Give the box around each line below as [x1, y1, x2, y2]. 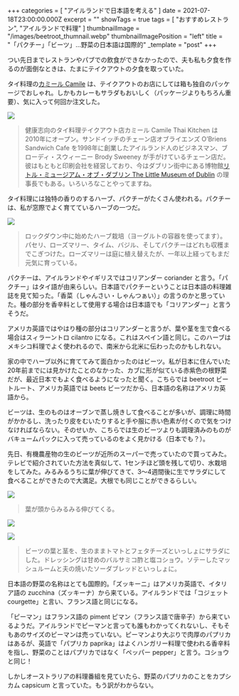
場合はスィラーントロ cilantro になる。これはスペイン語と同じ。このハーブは [7, 333, 231, 342]
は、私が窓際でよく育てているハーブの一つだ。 [7, 204, 144, 211]
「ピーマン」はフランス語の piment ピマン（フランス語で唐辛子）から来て [7, 613, 224, 621]
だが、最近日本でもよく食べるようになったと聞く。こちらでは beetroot [7, 375, 215, 383]
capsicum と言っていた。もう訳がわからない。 [21, 681, 158, 689]
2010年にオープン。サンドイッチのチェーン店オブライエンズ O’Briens [24, 135, 227, 143]
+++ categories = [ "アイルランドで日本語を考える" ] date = [7, 6, 181, 14]
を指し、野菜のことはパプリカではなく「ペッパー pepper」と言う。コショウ [7, 648, 230, 656]
